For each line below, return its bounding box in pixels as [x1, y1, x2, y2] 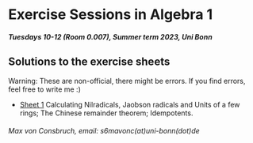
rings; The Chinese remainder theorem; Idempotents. [19, 108, 194, 118]
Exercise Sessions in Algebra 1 [8, 6, 213, 24]
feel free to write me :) [8, 85, 81, 94]
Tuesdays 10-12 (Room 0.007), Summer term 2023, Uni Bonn [8, 32, 213, 41]
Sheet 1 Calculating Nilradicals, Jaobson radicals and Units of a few [19, 100, 240, 109]
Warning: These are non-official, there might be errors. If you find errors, [8, 76, 246, 85]
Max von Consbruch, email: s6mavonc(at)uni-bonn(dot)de [8, 126, 200, 136]
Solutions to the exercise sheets [8, 55, 171, 69]
